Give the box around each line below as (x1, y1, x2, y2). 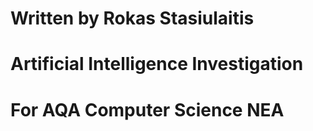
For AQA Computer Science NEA (10, 98, 285, 121)
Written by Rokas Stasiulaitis (10, 7, 255, 30)
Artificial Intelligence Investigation (10, 53, 304, 76)
